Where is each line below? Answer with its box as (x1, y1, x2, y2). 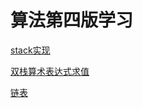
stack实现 (10, 44, 51, 56)
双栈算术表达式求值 (10, 65, 90, 77)
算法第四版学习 (10, 9, 134, 32)
